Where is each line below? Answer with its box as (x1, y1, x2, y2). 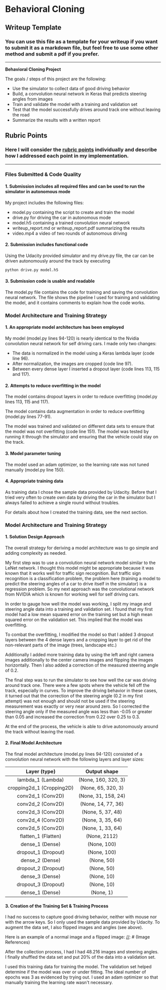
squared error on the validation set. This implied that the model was (5, 617, 143, 623)
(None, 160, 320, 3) (78, 777, 125, 783)
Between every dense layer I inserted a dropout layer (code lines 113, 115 (12, 366, 160, 372)
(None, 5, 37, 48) (81, 809, 123, 816)
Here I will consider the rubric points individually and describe (5, 146, 157, 153)
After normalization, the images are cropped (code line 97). (12, 361, 133, 367)
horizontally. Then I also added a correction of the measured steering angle (5, 662, 159, 668)
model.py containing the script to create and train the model (12, 209, 135, 215)
